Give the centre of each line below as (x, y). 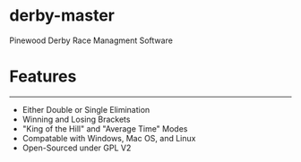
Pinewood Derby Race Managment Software (91, 40)
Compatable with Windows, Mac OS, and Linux (109, 138)
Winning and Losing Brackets (76, 119)
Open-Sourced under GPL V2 (77, 148)
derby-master (62, 16)
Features (43, 77)
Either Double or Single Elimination (86, 109)
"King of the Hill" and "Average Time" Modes (105, 128)
